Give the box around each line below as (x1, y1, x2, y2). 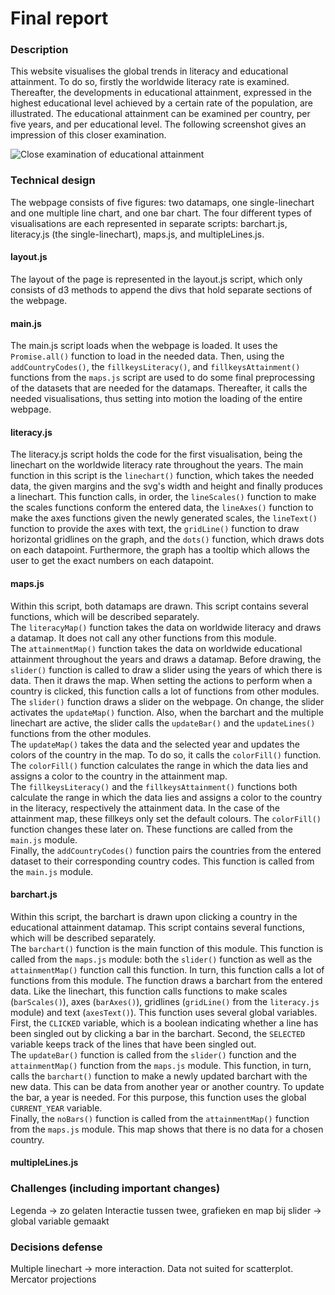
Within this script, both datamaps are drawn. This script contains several (10, 600, 309, 612)
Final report (10, 7, 109, 30)
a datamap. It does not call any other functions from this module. (10, 632, 277, 644)
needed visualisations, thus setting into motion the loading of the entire (10, 393, 303, 405)
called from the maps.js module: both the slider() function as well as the (10, 953, 313, 965)
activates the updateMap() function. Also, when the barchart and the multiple (10, 706, 324, 718)
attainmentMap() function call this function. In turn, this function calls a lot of (10, 963, 325, 976)
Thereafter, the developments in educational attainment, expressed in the (10, 87, 312, 99)
